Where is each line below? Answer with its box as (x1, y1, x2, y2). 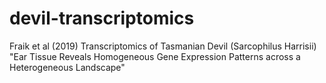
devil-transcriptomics (9, 7, 195, 30)
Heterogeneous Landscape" (9, 61, 126, 73)
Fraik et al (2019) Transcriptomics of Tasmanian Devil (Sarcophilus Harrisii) (9, 40, 317, 52)
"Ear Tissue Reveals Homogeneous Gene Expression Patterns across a (9, 50, 301, 62)
